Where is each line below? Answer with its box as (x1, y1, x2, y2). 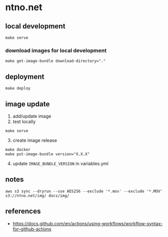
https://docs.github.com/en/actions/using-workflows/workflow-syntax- (12, 220, 163, 226)
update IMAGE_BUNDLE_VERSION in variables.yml (12, 160, 108, 166)
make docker (5, 147, 31, 152)
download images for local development (5, 47, 107, 54)
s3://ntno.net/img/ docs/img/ (5, 193, 70, 198)
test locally (12, 118, 36, 125)
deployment (5, 72, 45, 81)
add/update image (12, 113, 51, 119)
